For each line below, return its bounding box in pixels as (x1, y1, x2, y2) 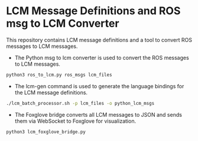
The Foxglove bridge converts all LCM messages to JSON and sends (14, 111, 182, 118)
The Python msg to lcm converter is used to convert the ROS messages (14, 54, 189, 61)
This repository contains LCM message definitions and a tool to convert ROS (6, 36, 192, 43)
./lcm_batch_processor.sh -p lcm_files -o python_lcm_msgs (6, 100, 155, 106)
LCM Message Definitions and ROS (6, 4, 181, 18)
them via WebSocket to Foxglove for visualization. (14, 117, 137, 124)
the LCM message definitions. (14, 89, 87, 96)
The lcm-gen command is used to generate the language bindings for (14, 82, 184, 89)
